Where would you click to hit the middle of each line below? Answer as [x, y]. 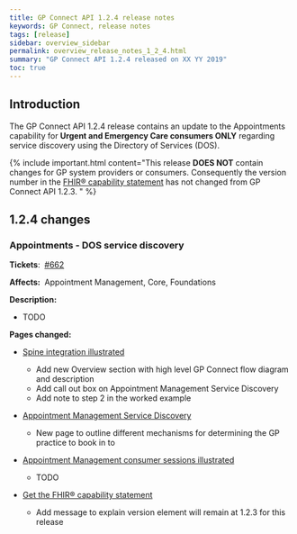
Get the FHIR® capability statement [87, 495]
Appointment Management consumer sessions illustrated [128, 460]
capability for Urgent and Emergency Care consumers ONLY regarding [142, 135]
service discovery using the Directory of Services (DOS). [115, 145]
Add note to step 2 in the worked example [113, 398]
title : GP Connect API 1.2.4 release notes [92, 18]
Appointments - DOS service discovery [97, 245]
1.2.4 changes [50, 220]
